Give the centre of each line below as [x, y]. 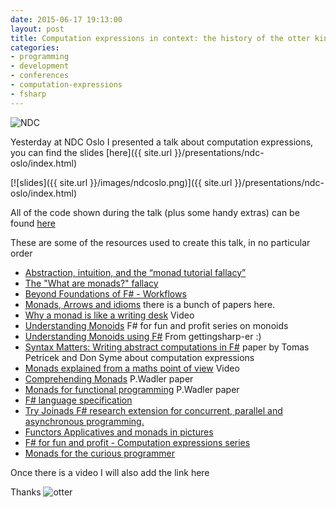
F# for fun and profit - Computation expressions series [137, 442]
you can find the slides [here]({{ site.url [91, 152]
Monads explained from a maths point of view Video [132, 368]
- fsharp [28, 94]
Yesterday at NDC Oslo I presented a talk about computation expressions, [162, 142]
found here [33, 223]
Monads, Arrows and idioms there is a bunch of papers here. [150, 304]
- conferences [40, 76]
